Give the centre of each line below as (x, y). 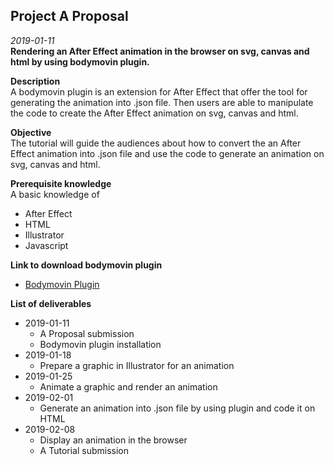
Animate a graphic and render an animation (128, 386)
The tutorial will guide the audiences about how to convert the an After (156, 143)
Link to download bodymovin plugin (86, 265)
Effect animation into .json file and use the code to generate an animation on (167, 153)
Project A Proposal (69, 16)
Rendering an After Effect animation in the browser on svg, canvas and (160, 51)
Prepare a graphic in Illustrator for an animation (137, 365)
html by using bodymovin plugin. (80, 61)
